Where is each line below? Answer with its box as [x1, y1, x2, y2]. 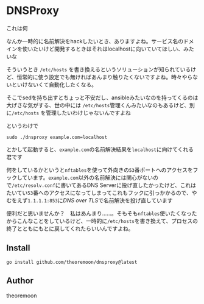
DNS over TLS [63, 196, 99, 204]
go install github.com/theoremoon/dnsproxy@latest [6, 259, 138, 265]
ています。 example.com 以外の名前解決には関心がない [22, 174, 153, 181]
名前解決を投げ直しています [103, 196, 173, 204]
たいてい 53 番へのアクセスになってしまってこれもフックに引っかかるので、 [6, 189, 192, 196]
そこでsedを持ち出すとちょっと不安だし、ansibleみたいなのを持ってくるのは [6, 94, 199, 101]
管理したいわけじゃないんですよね [45, 109, 131, 116]
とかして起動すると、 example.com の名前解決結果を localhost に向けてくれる [6, 146, 194, 153]
